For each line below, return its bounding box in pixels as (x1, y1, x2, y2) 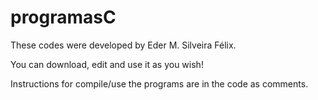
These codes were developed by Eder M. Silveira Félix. (10, 39, 237, 51)
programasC (10, 6, 117, 29)
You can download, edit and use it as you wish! (10, 58, 204, 70)
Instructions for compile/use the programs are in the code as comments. (10, 77, 309, 90)
